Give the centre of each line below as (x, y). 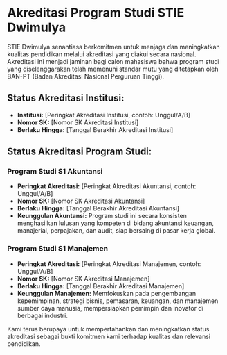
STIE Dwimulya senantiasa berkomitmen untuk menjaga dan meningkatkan (113, 47)
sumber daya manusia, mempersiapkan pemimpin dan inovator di (110, 308)
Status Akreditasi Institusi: (66, 98)
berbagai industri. (42, 315)
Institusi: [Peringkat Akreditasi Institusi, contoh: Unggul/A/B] (104, 115)
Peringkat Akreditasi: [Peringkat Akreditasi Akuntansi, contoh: (107, 186)
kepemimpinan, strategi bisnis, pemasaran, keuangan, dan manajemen (118, 301)
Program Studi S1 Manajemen (58, 249)
